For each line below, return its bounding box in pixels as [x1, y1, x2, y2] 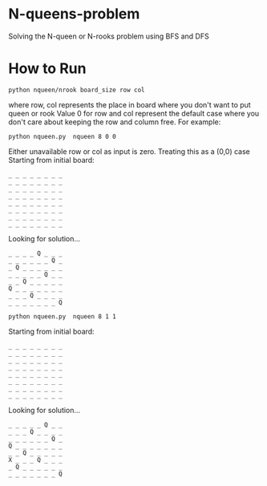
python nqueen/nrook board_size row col [8, 86, 146, 94]
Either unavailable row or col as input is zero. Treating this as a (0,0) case [8, 146, 250, 156]
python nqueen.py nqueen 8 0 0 [8, 132, 116, 140]
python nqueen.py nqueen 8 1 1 [8, 312, 116, 321]
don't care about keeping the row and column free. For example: [8, 117, 221, 127]
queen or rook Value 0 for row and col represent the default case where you [8, 108, 260, 118]
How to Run [8, 59, 87, 78]
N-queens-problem [8, 5, 140, 23]
